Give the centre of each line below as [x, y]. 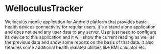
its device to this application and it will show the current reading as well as [80, 37]
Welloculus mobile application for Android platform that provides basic [76, 22]
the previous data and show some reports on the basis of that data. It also [80, 42]
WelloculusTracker [44, 8]
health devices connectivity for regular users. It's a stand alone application [80, 27]
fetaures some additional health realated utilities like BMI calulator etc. [76, 47]
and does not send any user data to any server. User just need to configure [81, 32]
